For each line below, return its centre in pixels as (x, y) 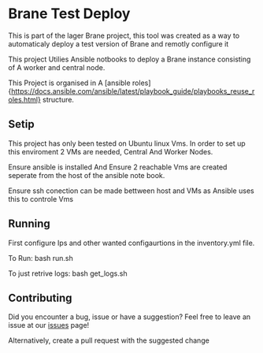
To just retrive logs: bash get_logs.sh (68, 273)
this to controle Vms (41, 199)
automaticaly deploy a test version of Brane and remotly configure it (119, 43)
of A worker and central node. (57, 67)
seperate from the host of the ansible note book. (87, 175)
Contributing (40, 297)
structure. (58, 99)
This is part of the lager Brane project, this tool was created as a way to (124, 35)
